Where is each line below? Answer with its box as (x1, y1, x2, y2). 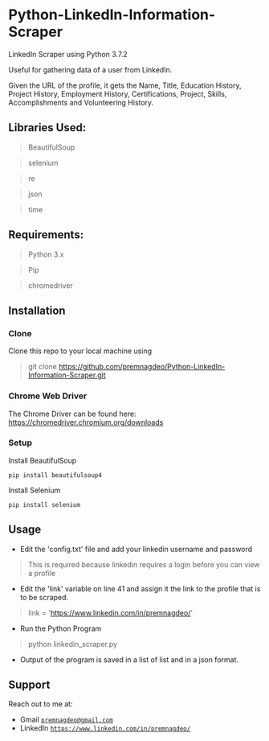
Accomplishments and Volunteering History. (8, 97, 154, 107)
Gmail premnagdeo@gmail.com (19, 714, 114, 725)
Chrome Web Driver (8, 390, 88, 401)
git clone (27, 362, 58, 372)
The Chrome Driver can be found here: (8, 409, 137, 418)
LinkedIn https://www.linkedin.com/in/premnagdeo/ (19, 723, 191, 733)
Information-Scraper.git (27, 370, 106, 380)
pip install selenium (8, 500, 81, 508)
